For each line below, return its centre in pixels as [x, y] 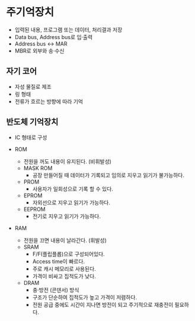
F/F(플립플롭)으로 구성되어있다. [68, 254]
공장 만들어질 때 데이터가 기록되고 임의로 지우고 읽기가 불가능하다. [108, 175]
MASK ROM [38, 168]
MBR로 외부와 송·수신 [39, 50]
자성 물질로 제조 [33, 86]
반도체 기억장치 [32, 122]
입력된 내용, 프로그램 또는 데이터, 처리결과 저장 [68, 30]
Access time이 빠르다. [58, 261]
